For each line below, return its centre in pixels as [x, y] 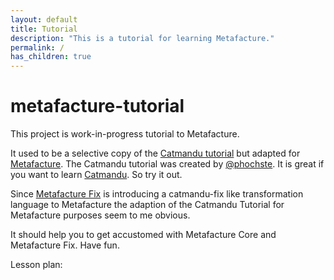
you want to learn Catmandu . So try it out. [96, 175]
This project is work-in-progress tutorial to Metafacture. [125, 134]
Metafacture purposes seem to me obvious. [100, 215]
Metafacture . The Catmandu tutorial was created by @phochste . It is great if [167, 164]
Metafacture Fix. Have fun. [65, 245]
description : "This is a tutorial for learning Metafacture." [142, 38]
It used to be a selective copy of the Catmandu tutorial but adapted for [155, 153]
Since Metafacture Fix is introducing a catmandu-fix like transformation [157, 194]
